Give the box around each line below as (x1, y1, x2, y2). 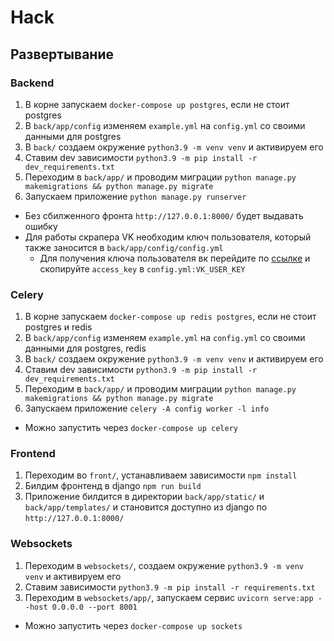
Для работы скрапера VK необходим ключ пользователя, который (24, 231, 312, 243)
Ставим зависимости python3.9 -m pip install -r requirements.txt (24, 581, 316, 593)
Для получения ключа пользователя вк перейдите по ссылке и (39, 252, 311, 264)
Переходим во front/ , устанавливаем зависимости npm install (24, 469, 298, 481)
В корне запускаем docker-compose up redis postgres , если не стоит (24, 311, 317, 323)
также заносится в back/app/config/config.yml (24, 241, 224, 253)
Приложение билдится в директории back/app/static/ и (24, 491, 265, 503)
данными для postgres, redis (24, 342, 147, 355)
